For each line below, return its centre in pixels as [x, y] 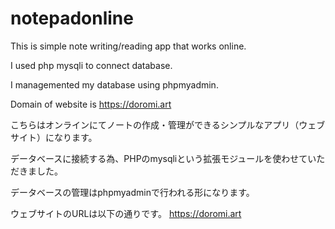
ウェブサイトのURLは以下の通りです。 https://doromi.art [126, 213]
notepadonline [72, 18]
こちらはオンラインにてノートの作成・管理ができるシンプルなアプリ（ [155, 124]
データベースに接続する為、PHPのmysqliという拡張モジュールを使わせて [159, 158]
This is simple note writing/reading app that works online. [128, 46]
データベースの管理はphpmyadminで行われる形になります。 [132, 192]
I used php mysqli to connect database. [91, 65]
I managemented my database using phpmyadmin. [114, 84]
